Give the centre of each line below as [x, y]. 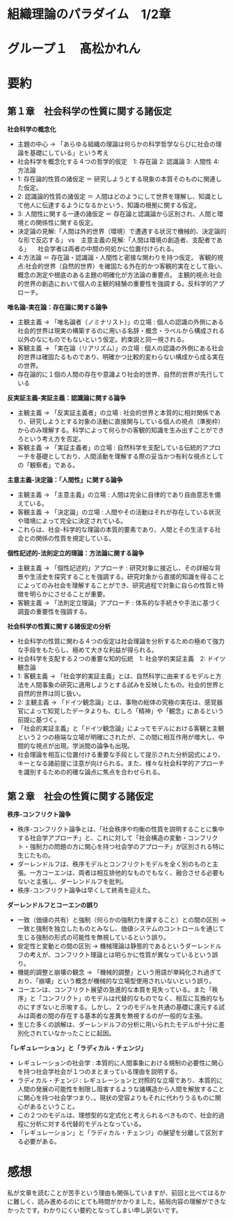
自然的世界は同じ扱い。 [51, 694]
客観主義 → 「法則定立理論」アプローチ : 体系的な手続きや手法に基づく [119, 603]
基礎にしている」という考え [69, 153]
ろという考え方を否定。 [51, 439]
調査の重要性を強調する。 [54, 612]
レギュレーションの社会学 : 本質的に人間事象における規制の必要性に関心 [120, 1063]
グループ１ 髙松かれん [74, 49]
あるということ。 [54, 1107]
